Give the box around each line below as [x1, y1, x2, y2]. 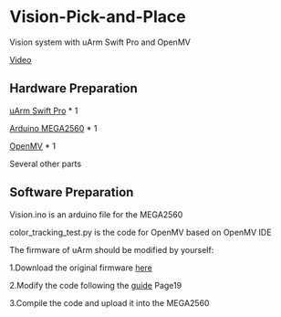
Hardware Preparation [9, 80, 139, 97]
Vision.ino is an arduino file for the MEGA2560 [9, 208, 183, 220]
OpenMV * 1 [9, 140, 57, 152]
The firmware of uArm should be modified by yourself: [9, 244, 214, 255]
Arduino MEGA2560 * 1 [9, 122, 98, 133]
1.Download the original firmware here [9, 262, 153, 273]
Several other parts [9, 158, 82, 169]
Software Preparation [9, 185, 134, 200]
